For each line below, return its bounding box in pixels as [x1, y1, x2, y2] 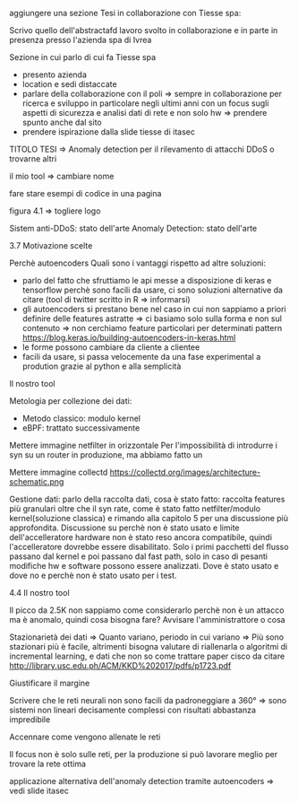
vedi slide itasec [9, 785, 69, 796]
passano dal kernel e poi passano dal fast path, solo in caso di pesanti [9, 551, 268, 562]
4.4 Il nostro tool [9, 588, 70, 598]
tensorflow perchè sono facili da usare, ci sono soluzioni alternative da [21, 284, 284, 295]
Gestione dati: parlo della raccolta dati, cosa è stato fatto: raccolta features [9, 493, 285, 504]
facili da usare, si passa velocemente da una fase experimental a [21, 352, 261, 362]
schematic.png [9, 476, 64, 487]
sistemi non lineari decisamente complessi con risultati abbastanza [9, 704, 257, 715]
